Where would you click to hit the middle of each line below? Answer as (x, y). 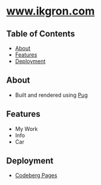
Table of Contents (41, 34)
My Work (26, 128)
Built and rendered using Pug (51, 95)
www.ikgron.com (50, 11)
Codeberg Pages (36, 175)
